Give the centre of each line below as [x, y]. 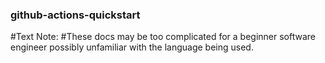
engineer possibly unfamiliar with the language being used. [132, 47]
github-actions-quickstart [75, 15]
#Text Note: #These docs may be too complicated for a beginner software [163, 37]
